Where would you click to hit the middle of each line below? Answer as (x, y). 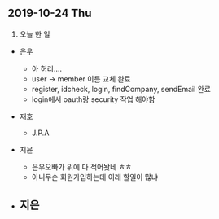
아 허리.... (47, 68)
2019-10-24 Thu (50, 13)
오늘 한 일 (35, 34)
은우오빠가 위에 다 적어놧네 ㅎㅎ (81, 167)
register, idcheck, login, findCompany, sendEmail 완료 (121, 89)
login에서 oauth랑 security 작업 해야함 (93, 99)
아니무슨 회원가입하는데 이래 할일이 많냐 (95, 177)
